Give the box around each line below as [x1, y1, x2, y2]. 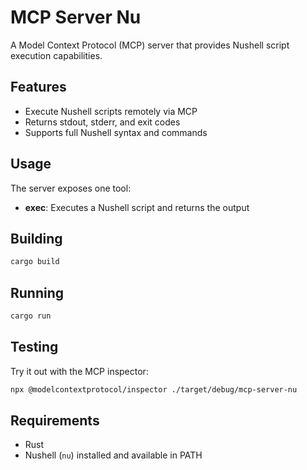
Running [10, 284, 65, 301]
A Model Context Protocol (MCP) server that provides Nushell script [10, 39, 290, 51]
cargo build [10, 257, 60, 267]
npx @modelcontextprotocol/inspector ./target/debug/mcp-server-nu [10, 384, 298, 395]
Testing [10, 339, 59, 356]
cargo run [10, 311, 52, 321]
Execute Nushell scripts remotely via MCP [24, 105, 198, 117]
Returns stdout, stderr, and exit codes [24, 116, 181, 128]
